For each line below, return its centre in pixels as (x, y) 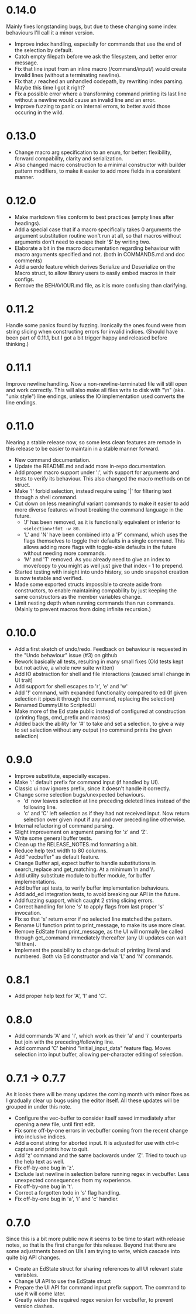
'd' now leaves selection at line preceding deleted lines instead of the (107, 801)
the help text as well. (39, 1162)
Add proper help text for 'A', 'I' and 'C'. (61, 996)
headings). (27, 223)
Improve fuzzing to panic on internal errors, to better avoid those (92, 106)
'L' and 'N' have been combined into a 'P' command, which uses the (105, 534)
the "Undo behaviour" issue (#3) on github (66, 655)
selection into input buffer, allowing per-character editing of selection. (99, 1055)
